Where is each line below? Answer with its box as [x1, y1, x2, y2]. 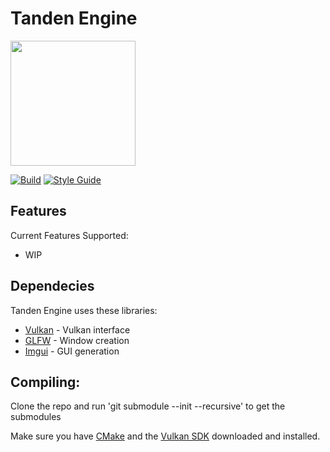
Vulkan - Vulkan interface [24, 323, 131, 336]
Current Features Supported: [10, 229, 129, 241]
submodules [10, 411, 62, 423]
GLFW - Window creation [24, 334, 130, 346]
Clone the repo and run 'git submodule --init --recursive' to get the [10, 400, 286, 412]
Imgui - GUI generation [24, 345, 120, 357]
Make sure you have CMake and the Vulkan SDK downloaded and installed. [10, 430, 321, 442]
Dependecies [10, 278, 95, 295]
